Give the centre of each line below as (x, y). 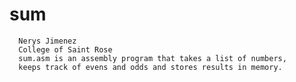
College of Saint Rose (65, 49)
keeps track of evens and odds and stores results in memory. (150, 67)
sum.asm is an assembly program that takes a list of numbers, (152, 58)
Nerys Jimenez (47, 41)
